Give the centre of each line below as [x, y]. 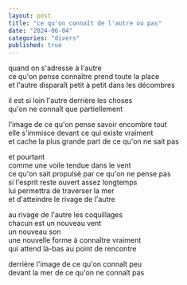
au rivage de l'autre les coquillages [66, 215]
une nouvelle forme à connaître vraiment [75, 240]
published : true [35, 46]
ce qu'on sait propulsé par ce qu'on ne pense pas [90, 174]
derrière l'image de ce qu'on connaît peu [75, 264]
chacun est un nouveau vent [55, 224]
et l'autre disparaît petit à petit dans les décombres [92, 85]
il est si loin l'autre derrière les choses [70, 101]
